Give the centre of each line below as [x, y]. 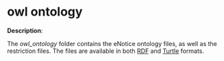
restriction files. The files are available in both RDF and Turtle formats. [105, 51]
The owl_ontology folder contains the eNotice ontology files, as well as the [112, 43]
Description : [25, 30]
